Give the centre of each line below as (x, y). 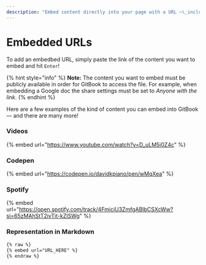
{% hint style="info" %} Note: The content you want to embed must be (96, 78)
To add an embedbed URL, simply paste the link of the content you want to (101, 59)
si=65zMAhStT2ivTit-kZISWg (43, 216)
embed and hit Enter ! (33, 65)
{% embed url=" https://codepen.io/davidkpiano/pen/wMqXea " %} (90, 174)
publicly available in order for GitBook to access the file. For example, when (102, 84)
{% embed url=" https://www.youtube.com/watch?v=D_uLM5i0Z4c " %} (96, 144)
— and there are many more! (42, 115)
